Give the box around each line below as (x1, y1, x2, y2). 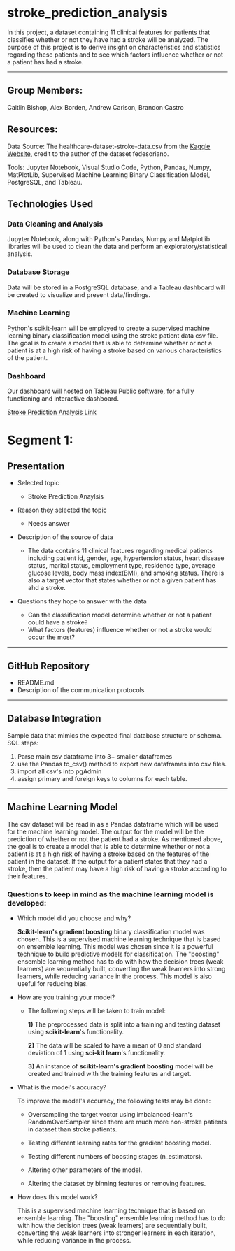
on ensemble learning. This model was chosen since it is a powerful (17, 942, 213, 950)
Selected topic (17, 479, 59, 487)
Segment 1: (7, 432, 73, 448)
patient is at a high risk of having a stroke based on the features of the (7, 850, 210, 858)
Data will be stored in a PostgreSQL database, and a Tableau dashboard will (7, 283, 226, 292)
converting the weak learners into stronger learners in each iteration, (17, 1229, 216, 1237)
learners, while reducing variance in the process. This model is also (17, 972, 212, 980)
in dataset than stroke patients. (27, 1124, 117, 1134)
